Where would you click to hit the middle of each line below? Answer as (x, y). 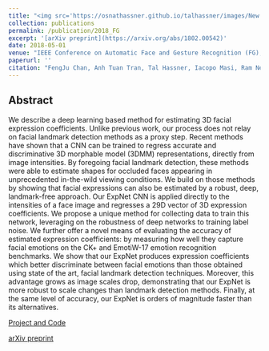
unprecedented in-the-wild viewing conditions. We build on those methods (132, 179)
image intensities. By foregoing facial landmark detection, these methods (129, 162)
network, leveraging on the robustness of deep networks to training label (128, 222)
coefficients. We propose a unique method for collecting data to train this (129, 213)
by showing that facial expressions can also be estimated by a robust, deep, (133, 188)
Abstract (31, 101)
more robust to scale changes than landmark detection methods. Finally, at (132, 290)
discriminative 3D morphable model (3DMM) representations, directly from (131, 154)
